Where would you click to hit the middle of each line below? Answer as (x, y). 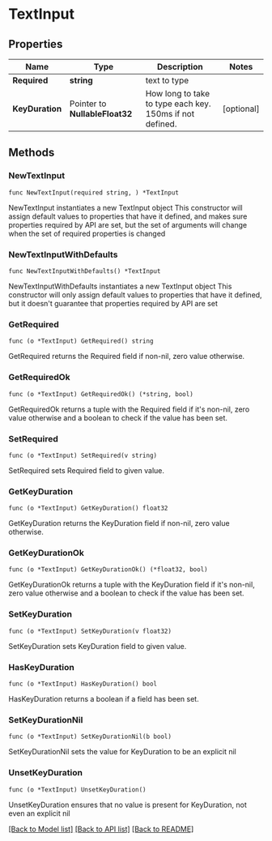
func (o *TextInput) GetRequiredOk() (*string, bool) (101, 394)
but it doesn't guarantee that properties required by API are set (113, 303)
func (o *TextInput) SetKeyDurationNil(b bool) (90, 737)
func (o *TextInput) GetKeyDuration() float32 (88, 508)
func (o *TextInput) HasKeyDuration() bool (83, 684)
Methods (32, 153)
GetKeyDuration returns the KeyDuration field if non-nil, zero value (119, 523)
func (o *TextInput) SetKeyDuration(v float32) (90, 631)
